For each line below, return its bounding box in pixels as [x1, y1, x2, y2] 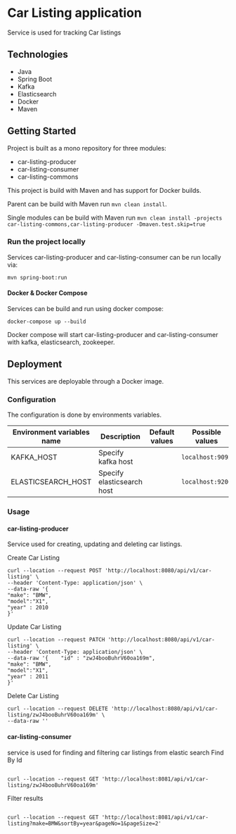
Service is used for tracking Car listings [7, 28, 122, 37]
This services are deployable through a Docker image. [7, 377, 164, 385]
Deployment [7, 358, 63, 370]
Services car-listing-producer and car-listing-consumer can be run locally [7, 253, 221, 261]
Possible [192, 427, 221, 437]
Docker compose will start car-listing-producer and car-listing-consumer [7, 331, 218, 339]
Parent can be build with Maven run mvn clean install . [7, 199, 167, 208]
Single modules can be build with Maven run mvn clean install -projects [7, 213, 223, 222]
